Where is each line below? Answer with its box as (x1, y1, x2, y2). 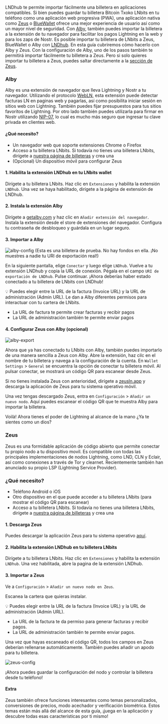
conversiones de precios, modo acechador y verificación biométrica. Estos (5, 702, 160, 708)
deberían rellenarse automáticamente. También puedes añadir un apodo (5, 644, 154, 650)
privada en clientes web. (5, 119, 56, 125)
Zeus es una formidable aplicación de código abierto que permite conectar (5, 443, 160, 449)
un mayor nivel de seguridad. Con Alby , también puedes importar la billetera (5, 26, 162, 32)
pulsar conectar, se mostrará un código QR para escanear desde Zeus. (5, 369, 152, 375)
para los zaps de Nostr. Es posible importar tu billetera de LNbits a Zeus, (5, 36, 155, 42)
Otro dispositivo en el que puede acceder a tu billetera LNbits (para (12, 493, 152, 500)
